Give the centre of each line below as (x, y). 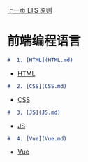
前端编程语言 (44, 41)
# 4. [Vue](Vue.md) (37, 138)
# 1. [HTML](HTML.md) (40, 60)
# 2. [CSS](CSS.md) (37, 86)
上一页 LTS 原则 (30, 10)
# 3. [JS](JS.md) (34, 112)
